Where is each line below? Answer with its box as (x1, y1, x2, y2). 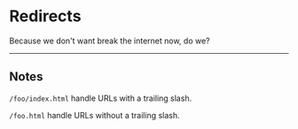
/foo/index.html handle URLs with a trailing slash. (9, 93, 192, 103)
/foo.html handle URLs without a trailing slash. (9, 110, 180, 120)
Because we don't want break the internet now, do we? (9, 35, 210, 46)
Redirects (9, 6, 82, 27)
